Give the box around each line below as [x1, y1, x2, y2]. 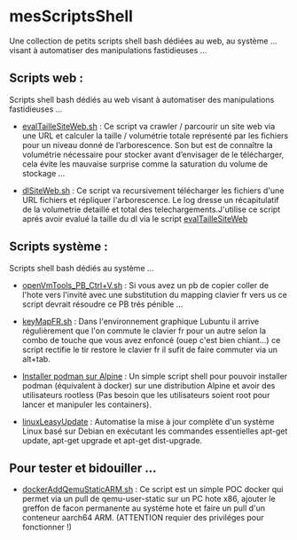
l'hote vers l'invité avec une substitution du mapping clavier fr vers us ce [21, 289, 288, 300]
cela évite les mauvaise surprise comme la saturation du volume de [21, 158, 269, 169]
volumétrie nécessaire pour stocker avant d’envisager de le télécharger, [21, 149, 285, 160]
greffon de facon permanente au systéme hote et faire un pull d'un [21, 503, 266, 513]
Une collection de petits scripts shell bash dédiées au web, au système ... [9, 35, 277, 46]
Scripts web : [9, 71, 84, 86]
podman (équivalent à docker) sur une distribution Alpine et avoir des [21, 380, 276, 391]
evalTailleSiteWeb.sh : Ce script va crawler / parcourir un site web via [21, 121, 276, 131]
